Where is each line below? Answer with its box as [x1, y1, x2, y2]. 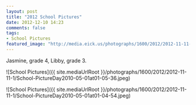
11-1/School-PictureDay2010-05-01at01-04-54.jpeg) [6, 92, 131, 99]
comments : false [6, 24, 45, 31]
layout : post [6, 8, 38, 15]
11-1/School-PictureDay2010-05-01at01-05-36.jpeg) [6, 74, 131, 82]
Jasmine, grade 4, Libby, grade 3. [6, 57, 87, 64]
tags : [6, 30, 19, 36]
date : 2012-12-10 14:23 [6, 19, 64, 25]
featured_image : [6, 41, 45, 47]
